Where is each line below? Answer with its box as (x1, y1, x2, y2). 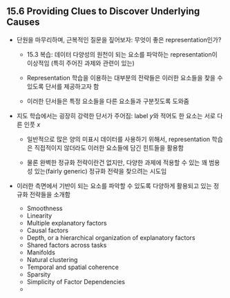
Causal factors (26, 226, 68, 234)
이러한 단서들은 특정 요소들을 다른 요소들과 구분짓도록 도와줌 (26, 97, 189, 105)
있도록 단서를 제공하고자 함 (26, 82, 99, 91)
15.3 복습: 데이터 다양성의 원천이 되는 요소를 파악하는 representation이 (26, 50, 218, 58)
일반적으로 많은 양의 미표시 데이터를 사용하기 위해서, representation (26, 135, 211, 143)
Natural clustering (26, 255, 78, 263)
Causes (6, 17, 40, 28)
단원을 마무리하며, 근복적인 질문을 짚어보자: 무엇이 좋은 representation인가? (16, 35, 222, 44)
